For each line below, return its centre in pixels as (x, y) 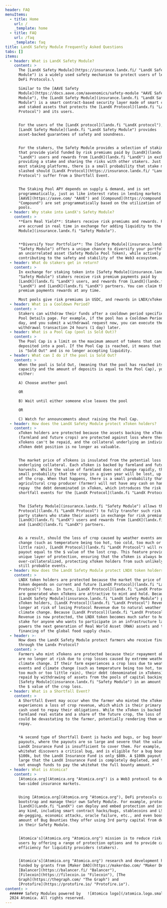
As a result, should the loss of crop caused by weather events (86, 538)
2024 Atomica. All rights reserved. (47, 898)
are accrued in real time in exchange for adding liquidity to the (90, 226)
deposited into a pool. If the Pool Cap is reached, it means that (90, 346)
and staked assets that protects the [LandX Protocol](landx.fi (86, 107)
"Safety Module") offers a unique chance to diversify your (82, 249)
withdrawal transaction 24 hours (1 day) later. (70, 328)
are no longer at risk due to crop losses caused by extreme (83, 659)
